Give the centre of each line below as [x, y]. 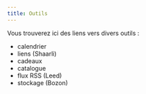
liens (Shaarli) [37, 54]
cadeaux [30, 61]
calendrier [32, 46]
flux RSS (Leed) [39, 75]
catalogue [31, 68]
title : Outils [28, 13]
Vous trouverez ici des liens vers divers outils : [73, 33]
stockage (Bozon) [43, 82]
